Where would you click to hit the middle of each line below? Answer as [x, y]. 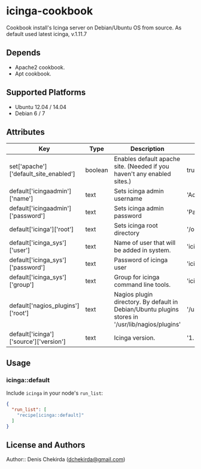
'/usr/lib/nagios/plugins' [147, 325]
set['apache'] [28, 167]
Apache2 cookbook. [40, 67]
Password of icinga [141, 260]
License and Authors [46, 445]
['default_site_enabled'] [42, 174]
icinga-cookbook [50, 11]
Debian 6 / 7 [30, 113]
